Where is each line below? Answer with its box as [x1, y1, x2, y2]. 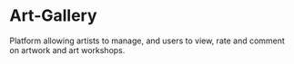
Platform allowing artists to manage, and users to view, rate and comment [9, 35, 285, 46]
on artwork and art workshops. [9, 44, 126, 55]
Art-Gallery [9, 5, 97, 26]
